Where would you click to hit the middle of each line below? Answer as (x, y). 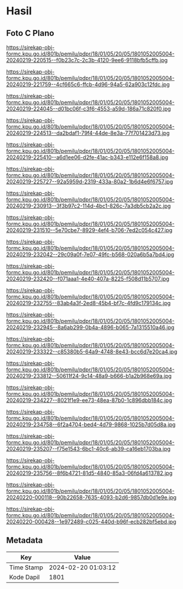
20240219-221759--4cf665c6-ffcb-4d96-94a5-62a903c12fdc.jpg (88, 84)
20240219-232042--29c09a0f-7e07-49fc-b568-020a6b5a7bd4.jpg (90, 254)
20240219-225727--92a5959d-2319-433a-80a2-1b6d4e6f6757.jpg (90, 181)
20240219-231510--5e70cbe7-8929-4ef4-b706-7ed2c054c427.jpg (89, 230)
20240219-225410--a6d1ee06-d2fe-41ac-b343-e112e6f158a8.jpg (87, 157)
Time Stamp (26, 567)
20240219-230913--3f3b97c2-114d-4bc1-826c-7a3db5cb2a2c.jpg (89, 206)
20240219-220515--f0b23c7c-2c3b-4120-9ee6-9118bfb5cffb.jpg (87, 60)
